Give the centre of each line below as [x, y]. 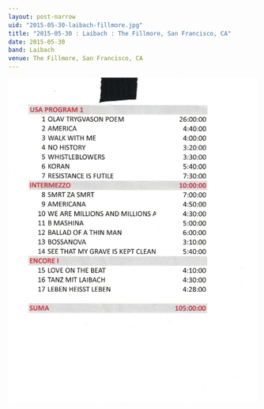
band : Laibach [32, 50]
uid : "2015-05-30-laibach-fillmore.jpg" [76, 25]
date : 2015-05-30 [37, 42]
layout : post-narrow [42, 17]
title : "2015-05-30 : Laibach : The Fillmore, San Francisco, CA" [120, 33]
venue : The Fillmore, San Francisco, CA [76, 59]
